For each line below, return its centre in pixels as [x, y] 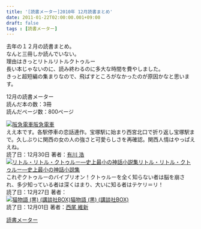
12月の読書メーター [30, 97]
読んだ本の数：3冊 [29, 104]
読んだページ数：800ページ [40, 112]
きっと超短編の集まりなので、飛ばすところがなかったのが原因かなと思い [95, 76]
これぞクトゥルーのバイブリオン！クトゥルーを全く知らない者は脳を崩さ [95, 177]
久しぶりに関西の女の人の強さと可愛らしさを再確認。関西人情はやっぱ [103, 139]
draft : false [22, 23]
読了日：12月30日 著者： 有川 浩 [45, 154]
